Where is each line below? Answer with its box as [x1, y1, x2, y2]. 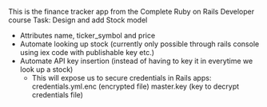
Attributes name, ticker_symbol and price [19, 31, 156, 40]
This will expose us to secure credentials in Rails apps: [31, 73, 212, 82]
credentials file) [31, 90, 84, 99]
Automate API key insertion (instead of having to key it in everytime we [19, 56, 253, 65]
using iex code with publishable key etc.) [19, 48, 154, 57]
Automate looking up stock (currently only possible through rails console [19, 39, 260, 49]
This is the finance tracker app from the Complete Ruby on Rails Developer [8, 7, 254, 16]
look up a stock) [19, 65, 74, 74]
